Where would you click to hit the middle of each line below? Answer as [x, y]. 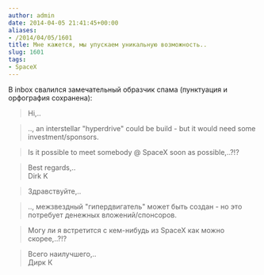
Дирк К [40, 262]
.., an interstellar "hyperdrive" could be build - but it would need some [142, 128]
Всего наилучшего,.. [62, 254]
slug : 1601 [26, 52]
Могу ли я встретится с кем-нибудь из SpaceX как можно [126, 230]
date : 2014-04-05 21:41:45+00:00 [63, 23]
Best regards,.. [52, 168]
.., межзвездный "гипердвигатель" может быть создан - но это [135, 206]
